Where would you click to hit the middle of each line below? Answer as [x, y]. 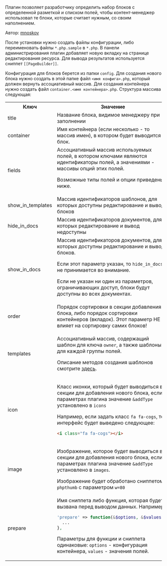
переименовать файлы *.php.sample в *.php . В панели [62, 48]
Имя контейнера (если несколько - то [103, 129]
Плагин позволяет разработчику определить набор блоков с [70, 7]
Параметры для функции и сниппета [101, 539]
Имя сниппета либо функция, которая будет [110, 500]
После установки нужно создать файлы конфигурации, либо [70, 42]
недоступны [72, 232]
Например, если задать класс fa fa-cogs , [107, 417]
